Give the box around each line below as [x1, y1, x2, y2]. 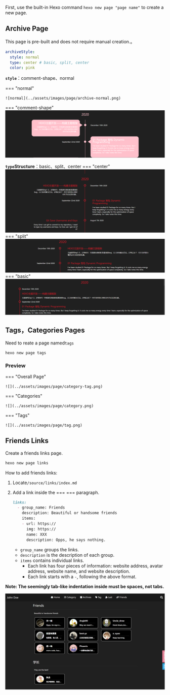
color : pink [10, 66, 35, 71]
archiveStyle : [5, 49, 35, 54]
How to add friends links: [5, 469, 58, 476]
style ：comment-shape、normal [5, 75, 74, 81]
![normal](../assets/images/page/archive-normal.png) [5, 96, 121, 101]
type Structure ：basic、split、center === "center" [5, 163, 110, 169]
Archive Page [5, 24, 49, 33]
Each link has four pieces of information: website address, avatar [27, 562, 163, 568]
